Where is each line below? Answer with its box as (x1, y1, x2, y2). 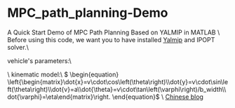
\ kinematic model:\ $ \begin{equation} (7, 70, 119, 79)
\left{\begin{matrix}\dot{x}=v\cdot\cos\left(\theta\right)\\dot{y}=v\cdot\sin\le (7, 77, 229, 86)
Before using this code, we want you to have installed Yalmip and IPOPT (7, 35, 215, 43)
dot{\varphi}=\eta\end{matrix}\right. (7, 93, 111, 101)
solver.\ (7, 43, 29, 51)
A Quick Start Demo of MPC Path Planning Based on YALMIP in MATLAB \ (7, 28, 220, 36)
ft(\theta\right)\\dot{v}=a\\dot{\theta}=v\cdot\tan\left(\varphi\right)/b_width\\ (7, 85, 227, 93)
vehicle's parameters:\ (7, 56, 72, 65)
